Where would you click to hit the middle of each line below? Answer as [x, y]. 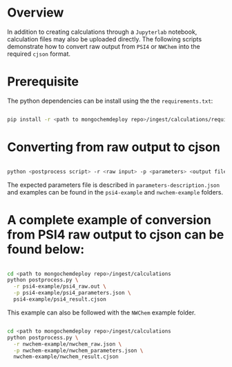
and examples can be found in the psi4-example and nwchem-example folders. [115, 192]
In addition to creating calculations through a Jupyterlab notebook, [102, 32]
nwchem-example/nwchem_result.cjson [66, 357]
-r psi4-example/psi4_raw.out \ [60, 287]
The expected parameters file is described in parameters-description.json [113, 185]
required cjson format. [39, 54]
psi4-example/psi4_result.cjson [60, 299]
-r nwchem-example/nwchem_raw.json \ [68, 344]
